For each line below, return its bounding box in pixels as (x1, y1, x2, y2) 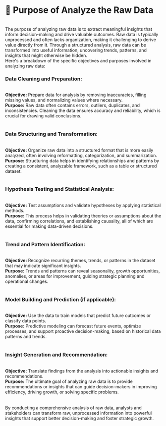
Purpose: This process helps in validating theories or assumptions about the (5, 213, 162, 218)
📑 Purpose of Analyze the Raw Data (5, 4, 154, 16)
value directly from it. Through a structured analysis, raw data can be (5, 42, 146, 48)
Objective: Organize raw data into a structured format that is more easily (5, 147, 154, 153)
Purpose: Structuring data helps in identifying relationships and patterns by (5, 158, 160, 163)
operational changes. (5, 278, 49, 284)
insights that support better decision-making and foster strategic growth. (5, 415, 154, 421)
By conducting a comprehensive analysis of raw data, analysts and (5, 405, 142, 411)
